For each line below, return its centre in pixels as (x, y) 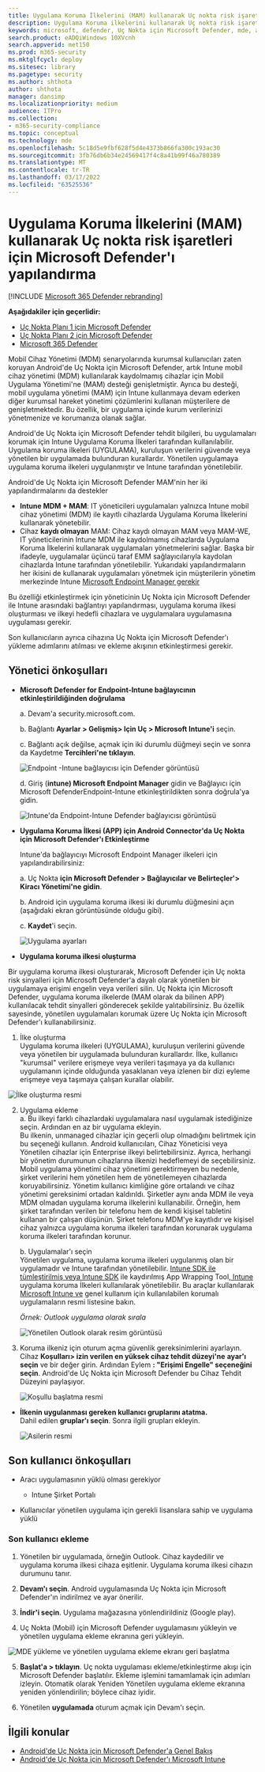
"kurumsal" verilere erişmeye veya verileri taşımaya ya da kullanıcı (127, 1062)
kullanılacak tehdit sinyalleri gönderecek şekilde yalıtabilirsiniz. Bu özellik (126, 1005)
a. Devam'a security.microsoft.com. (77, 714)
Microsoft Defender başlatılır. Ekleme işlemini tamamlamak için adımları (135, 1675)
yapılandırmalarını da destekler (58, 490)
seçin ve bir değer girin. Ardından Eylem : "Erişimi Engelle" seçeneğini (136, 1365)
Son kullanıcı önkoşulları (70, 1460)
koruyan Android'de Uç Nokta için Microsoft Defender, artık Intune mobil (125, 367)
